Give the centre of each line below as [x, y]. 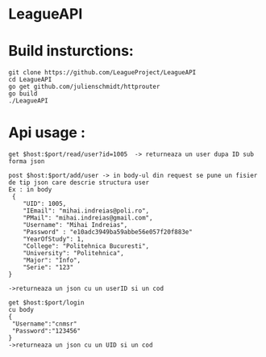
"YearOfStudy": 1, [54, 239]
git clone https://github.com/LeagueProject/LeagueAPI [102, 73]
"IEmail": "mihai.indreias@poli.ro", [86, 211]
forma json [27, 162]
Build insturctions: [71, 51]
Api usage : [47, 133]
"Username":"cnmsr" [45, 324]
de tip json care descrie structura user [79, 183]
